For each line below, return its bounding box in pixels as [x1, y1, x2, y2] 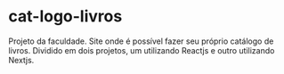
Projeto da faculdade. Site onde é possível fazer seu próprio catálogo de [8, 36, 274, 46]
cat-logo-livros [8, 6, 123, 27]
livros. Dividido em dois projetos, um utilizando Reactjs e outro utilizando [8, 45, 275, 55]
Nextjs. [8, 54, 35, 65]
